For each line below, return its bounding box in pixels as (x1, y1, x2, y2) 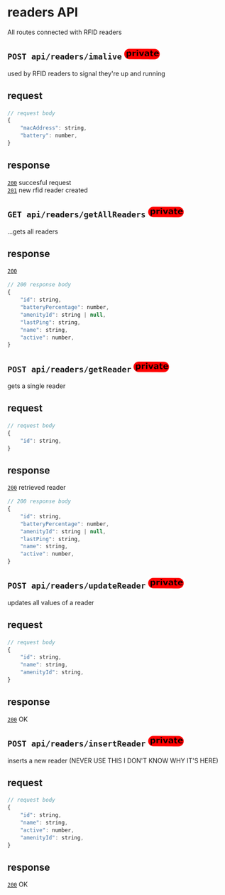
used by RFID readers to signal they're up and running (7, 69, 165, 78)
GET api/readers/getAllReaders (7, 209, 146, 220)
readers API (7, 4, 78, 21)
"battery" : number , (20, 132, 78, 140)
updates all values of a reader (7, 598, 94, 607)
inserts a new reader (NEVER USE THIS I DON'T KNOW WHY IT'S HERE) (7, 756, 219, 765)
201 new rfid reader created (7, 186, 89, 194)
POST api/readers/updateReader (7, 581, 146, 591)
